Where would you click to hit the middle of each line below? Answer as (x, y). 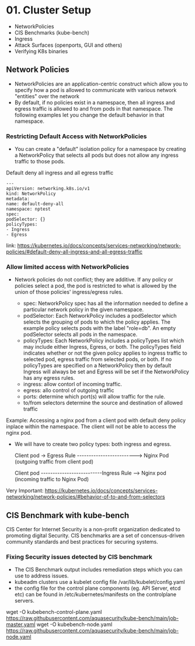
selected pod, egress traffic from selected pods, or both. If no (97, 359)
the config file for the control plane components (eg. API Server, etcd (97, 588)
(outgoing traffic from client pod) (54, 462)
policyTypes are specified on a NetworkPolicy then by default (97, 366)
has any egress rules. (49, 378)
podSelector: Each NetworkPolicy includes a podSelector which (100, 316)
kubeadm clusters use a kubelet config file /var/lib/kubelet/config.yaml (100, 582)
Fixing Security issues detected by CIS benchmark (79, 557)
